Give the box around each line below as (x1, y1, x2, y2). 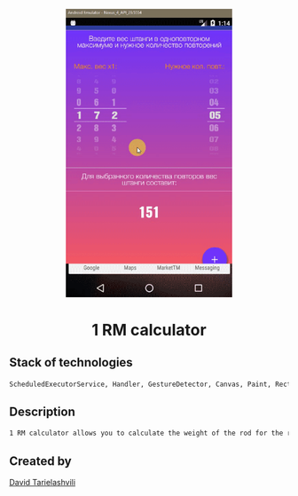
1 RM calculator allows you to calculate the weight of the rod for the (9, 429, 284, 438)
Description (9, 405, 75, 420)
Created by (9, 453, 73, 468)
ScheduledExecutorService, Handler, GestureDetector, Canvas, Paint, (9, 380, 272, 389)
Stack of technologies (9, 355, 133, 370)
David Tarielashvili (9, 477, 76, 488)
